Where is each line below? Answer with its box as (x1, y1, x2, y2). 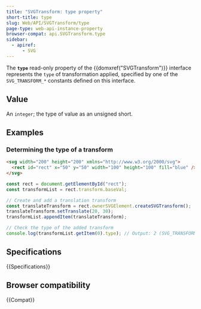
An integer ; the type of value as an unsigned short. (6, 110, 133, 117)
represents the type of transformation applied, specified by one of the (6, 70, 178, 78)
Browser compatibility (6, 280, 91, 290)
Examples (6, 127, 44, 138)
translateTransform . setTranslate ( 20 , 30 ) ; (6, 208, 114, 214)
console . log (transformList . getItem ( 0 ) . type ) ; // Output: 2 (6, 231, 157, 237)
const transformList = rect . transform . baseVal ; (6, 186, 127, 192)
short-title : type (6, 14, 52, 20)
